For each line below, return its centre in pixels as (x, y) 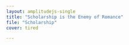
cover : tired (22, 28)
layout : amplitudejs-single (41, 11)
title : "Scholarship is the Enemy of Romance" (65, 17)
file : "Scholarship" (32, 22)
